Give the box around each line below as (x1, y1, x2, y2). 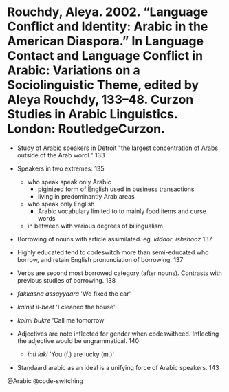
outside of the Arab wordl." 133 (17, 151, 105, 159)
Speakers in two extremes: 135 (17, 164, 105, 173)
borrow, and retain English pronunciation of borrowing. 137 (17, 255, 184, 263)
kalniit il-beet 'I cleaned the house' (17, 303, 116, 311)
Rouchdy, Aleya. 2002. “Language (7, 4, 208, 20)
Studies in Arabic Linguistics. (7, 107, 178, 122)
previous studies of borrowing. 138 (17, 276, 116, 284)
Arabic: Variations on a (7, 63, 140, 78)
